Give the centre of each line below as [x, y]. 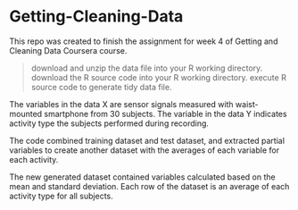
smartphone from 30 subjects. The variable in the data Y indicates [166, 113]
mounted [26, 113]
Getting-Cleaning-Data [96, 17]
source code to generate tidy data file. [101, 87]
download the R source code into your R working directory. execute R [159, 77]
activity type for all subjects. [61, 196]
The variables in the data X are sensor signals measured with [121, 104]
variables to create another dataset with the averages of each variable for [144, 150]
